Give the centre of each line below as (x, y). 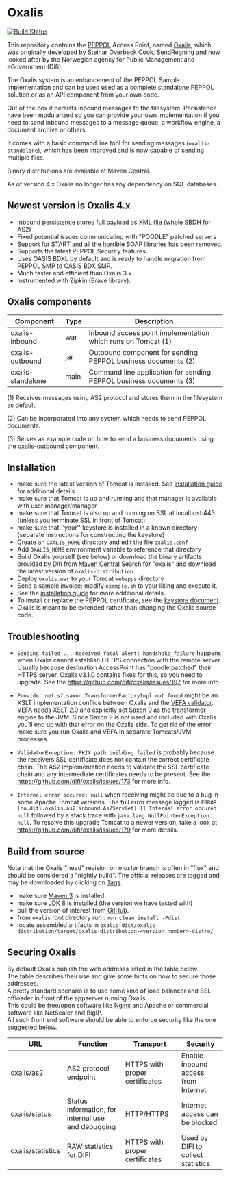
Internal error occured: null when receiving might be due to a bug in (118, 795)
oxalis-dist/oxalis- (129, 926)
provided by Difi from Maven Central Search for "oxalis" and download (116, 564)
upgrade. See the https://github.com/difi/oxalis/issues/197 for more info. (119, 682)
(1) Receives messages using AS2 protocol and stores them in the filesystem (115, 397)
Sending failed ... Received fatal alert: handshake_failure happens (119, 653)
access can (200, 1113)
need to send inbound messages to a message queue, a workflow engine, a (114, 122)
